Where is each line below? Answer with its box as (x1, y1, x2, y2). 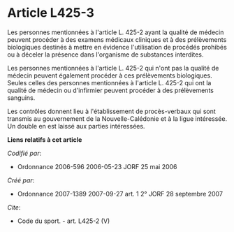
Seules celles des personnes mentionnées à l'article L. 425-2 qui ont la (7, 78, 212, 87)
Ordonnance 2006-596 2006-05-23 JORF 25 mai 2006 (17, 162, 177, 171)
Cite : (7, 203, 21, 211)
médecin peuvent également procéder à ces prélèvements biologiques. (7, 71, 212, 80)
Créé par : (7, 176, 35, 184)
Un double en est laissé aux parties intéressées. (7, 122, 145, 130)
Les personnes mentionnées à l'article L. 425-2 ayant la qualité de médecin (7, 28, 224, 36)
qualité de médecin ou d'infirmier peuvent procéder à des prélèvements (7, 86, 214, 94)
